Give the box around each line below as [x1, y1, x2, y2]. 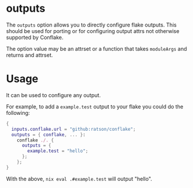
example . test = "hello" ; [27, 148, 89, 154]
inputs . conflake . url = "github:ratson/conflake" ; [11, 126, 136, 132]
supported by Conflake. [6, 34, 64, 41]
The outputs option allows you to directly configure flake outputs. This [6, 21, 177, 28]
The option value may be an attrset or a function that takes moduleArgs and [6, 45, 187, 52]
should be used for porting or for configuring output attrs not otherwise [6, 27, 180, 34]
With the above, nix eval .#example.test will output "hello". [6, 175, 152, 182]
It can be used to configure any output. [6, 91, 102, 98]
